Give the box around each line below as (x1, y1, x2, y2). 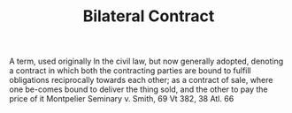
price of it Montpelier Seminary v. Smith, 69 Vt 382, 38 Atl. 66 (9, 94, 234, 104)
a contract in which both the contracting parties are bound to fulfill (9, 65, 252, 76)
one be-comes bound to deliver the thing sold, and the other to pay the (9, 84, 268, 94)
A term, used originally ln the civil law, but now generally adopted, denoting (9, 56, 284, 67)
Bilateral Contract (82, 6, 215, 26)
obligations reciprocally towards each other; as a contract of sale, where (9, 75, 273, 86)
